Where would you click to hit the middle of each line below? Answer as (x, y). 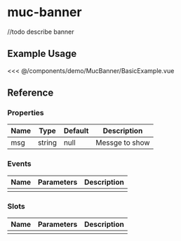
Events (19, 164)
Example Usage (42, 54)
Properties (26, 113)
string (47, 143)
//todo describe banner (41, 32)
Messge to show (123, 143)
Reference (31, 93)
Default (76, 131)
